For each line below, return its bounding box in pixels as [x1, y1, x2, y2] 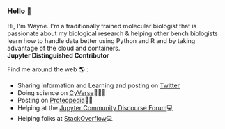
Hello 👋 [7, 6, 32, 16]
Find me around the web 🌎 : [7, 65, 89, 74]
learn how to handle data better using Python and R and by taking [7, 37, 196, 45]
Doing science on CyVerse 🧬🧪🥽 [17, 89, 106, 97]
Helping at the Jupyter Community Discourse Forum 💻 [17, 104, 173, 112]
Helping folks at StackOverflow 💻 [17, 114, 114, 123]
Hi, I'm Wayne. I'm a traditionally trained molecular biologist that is [7, 22, 197, 31]
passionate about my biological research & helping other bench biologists [7, 29, 218, 37]
